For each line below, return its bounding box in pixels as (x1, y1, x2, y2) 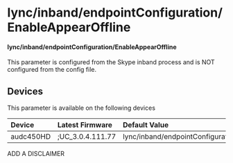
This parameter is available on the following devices (7, 104, 156, 112)
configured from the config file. (7, 66, 97, 74)
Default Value (122, 120, 169, 130)
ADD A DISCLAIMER (7, 150, 64, 158)
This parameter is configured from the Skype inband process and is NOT (7, 58, 215, 66)
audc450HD (10, 132, 51, 142)
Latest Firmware (57, 120, 113, 130)
